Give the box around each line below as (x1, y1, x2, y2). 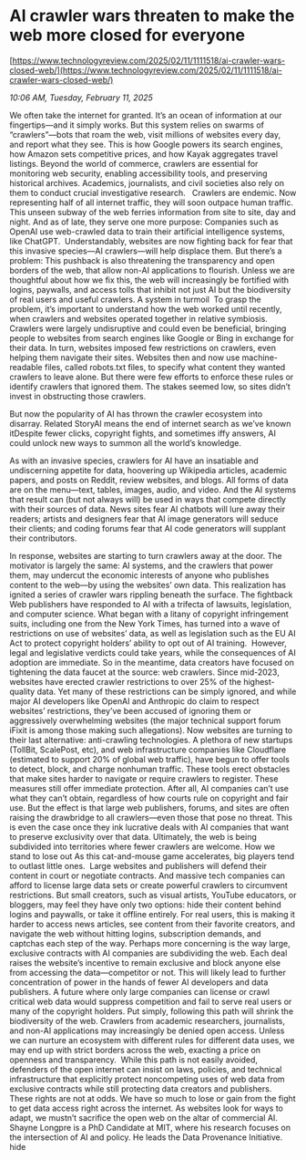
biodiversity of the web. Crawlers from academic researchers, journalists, (9, 1015, 285, 1026)
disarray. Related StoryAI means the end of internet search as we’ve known (9, 418, 291, 429)
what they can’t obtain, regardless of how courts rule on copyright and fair (9, 792, 289, 803)
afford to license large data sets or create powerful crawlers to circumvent (9, 879, 289, 890)
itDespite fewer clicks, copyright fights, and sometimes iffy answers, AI (9, 428, 276, 439)
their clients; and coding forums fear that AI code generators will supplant (9, 523, 286, 533)
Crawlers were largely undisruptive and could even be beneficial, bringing (9, 323, 287, 334)
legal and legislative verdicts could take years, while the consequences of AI (9, 647, 296, 658)
